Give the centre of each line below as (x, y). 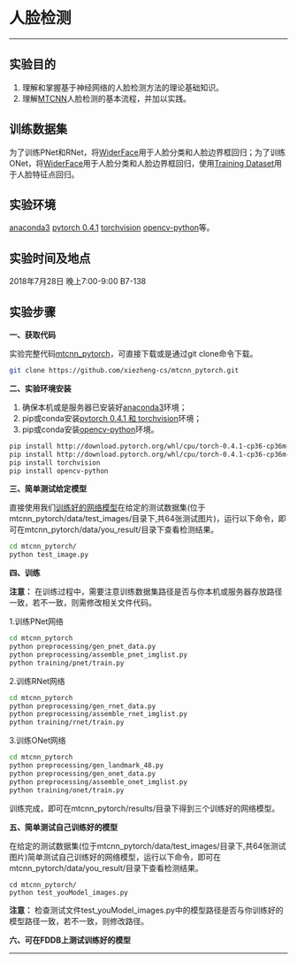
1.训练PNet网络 (36, 621)
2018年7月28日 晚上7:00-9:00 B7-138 (78, 281)
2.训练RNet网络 (37, 681)
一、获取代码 (32, 335)
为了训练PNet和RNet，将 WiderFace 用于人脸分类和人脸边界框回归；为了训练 (147, 152)
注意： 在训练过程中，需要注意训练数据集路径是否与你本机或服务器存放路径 (146, 592)
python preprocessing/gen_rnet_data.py (83, 706)
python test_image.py (49, 555)
